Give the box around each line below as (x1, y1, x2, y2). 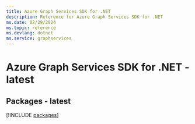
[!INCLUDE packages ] (6, 112, 59, 118)
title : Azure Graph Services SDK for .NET (6, 8, 111, 15)
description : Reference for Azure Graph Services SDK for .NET (6, 14, 163, 20)
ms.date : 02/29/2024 (6, 19, 57, 25)
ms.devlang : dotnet (6, 30, 54, 36)
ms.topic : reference (6, 24, 57, 31)
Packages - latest (6, 96, 71, 106)
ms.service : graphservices (6, 36, 72, 41)
